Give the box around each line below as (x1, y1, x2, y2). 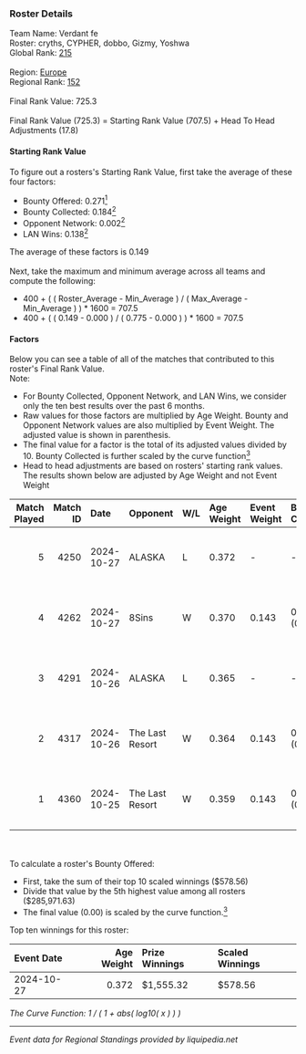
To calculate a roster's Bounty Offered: (9, 858, 155, 869)
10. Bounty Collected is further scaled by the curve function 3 (22, 449, 250, 461)
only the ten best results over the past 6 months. (22, 401, 205, 412)
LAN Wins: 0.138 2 (22, 227, 89, 240)
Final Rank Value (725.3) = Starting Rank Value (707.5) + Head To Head (9, 115, 275, 126)
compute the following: (9, 276, 96, 287)
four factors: (9, 176, 56, 187)
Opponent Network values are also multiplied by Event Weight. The (22, 420, 275, 431)
